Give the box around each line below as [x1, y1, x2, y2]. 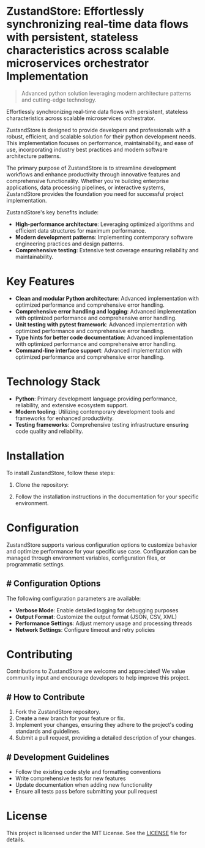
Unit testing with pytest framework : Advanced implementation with [15, 320, 188, 328]
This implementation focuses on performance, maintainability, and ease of [6, 139, 194, 146]
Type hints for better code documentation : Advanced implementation [15, 334, 193, 341]
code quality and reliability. [15, 427, 84, 435]
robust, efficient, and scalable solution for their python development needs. [6, 133, 196, 140]
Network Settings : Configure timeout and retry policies [15, 626, 155, 633]
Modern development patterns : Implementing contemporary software [15, 233, 193, 241]
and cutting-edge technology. [21, 96, 97, 103]
